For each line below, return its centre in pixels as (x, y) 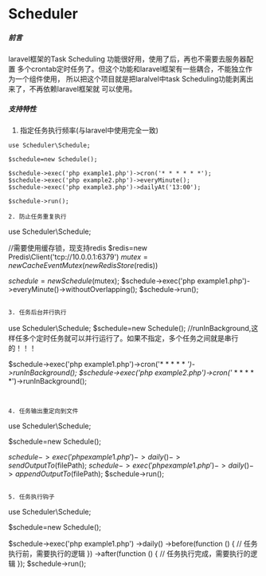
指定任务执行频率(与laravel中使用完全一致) (89, 130)
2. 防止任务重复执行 (37, 217)
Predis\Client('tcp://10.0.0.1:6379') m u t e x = (78, 257)
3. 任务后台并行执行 (37, 313)
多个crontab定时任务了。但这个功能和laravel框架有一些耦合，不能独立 (131, 69)
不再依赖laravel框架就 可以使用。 (83, 89)
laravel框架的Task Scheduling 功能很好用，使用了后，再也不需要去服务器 (127, 59)
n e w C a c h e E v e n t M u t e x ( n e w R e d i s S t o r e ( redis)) (83, 266)
